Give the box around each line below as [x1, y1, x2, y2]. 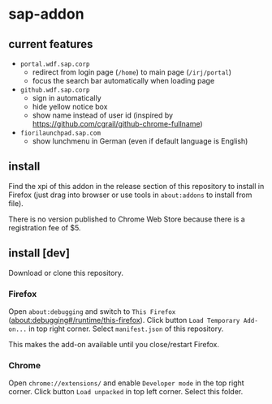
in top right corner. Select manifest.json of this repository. [28, 324, 224, 333]
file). [8, 198, 24, 208]
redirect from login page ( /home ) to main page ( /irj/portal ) [32, 67, 232, 77]
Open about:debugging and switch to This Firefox [8, 306, 176, 316]
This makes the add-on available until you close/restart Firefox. [8, 339, 219, 349]
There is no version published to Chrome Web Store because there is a [8, 214, 245, 224]
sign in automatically [32, 93, 101, 102]
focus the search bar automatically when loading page [32, 76, 215, 85]
